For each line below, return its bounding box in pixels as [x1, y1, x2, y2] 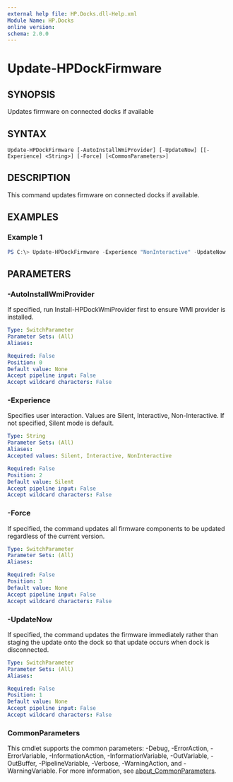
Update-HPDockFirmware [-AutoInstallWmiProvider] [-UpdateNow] [7, 146, 198, 154]
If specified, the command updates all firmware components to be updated [7, 524, 225, 532]
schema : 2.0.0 [7, 30, 49, 37]
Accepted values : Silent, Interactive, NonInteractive [7, 453, 172, 460]
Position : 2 [7, 472, 42, 479]
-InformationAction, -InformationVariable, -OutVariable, [49, 752, 210, 760]
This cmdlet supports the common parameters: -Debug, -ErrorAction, [7, 744, 210, 753]
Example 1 [7, 233, 43, 243]
